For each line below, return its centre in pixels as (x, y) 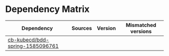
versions (141, 31)
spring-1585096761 (33, 46)
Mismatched (141, 25)
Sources (82, 28)
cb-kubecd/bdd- (28, 39)
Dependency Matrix (47, 9)
